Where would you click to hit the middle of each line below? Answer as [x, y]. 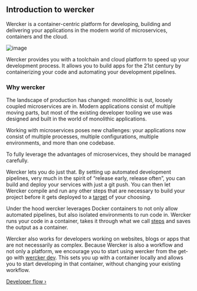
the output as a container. [37, 227]
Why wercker [26, 87]
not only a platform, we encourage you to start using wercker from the [91, 251]
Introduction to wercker [50, 10]
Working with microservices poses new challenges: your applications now [96, 130]
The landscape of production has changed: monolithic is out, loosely [89, 100]
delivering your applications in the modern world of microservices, [87, 30]
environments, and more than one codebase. [61, 143]
